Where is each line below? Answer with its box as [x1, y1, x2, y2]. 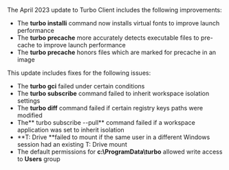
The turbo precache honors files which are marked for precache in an [17, 48, 217, 56]
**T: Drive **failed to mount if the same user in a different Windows [17, 133, 210, 141]
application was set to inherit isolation [17, 126, 125, 134]
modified [17, 111, 43, 119]
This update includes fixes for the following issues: [7, 69, 151, 77]
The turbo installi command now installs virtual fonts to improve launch [17, 19, 220, 27]
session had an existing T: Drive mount [17, 141, 127, 148]
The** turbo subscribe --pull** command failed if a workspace [17, 119, 196, 126]
